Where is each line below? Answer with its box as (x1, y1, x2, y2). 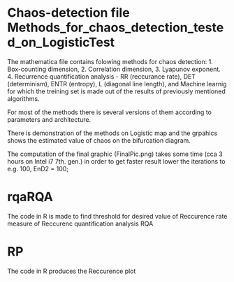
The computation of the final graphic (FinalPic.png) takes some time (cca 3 (7, 150, 223, 158)
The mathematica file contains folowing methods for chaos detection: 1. (7, 57, 213, 65)
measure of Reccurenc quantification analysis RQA (7, 219, 154, 228)
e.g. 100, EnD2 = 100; (7, 164, 68, 173)
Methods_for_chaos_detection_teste (7, 19, 224, 36)
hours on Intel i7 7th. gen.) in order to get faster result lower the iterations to (7, 157, 226, 165)
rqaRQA (7, 189, 54, 205)
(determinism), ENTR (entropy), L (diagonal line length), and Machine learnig (7, 79, 227, 88)
